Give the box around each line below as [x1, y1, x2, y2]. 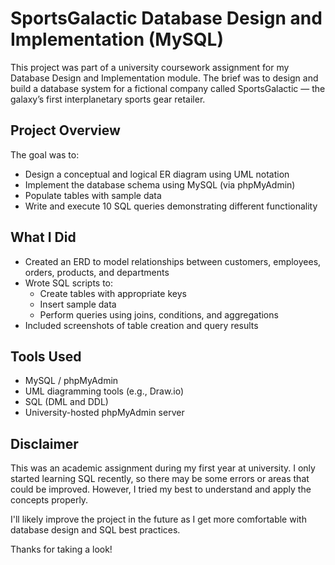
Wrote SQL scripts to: [24, 277, 114, 289]
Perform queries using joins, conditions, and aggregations [39, 308, 279, 321]
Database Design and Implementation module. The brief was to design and [10, 72, 319, 84]
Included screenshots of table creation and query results [24, 319, 259, 331]
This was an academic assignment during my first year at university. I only [10, 462, 316, 474]
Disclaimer [10, 435, 79, 452]
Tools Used [10, 348, 82, 365]
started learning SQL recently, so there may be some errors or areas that [10, 473, 310, 485]
